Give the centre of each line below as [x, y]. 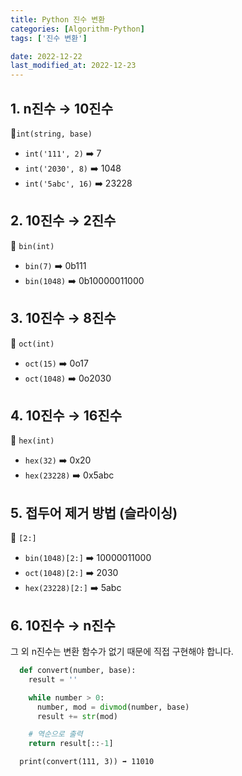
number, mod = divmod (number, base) [113, 707]
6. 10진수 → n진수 [63, 625]
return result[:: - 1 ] [71, 744]
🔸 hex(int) [32, 440]
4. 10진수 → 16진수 [66, 415]
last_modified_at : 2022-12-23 [73, 66]
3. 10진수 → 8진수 [63, 318]
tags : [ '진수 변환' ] [49, 38]
